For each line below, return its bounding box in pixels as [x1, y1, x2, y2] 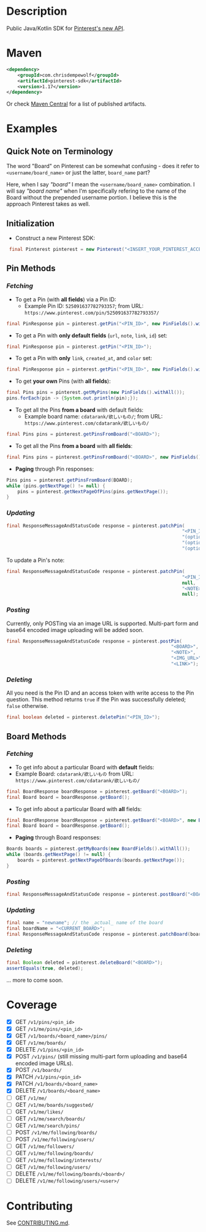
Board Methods [6, 731, 67, 742]
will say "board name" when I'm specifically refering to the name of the [6, 187, 187, 194]
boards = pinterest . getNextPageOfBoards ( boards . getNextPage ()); [17, 857, 185, 863]
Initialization [6, 218, 55, 228]
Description [6, 4, 67, 18]
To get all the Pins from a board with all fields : [15, 442, 133, 449]
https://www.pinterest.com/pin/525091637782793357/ [24, 310, 159, 316]
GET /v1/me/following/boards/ [15, 1149, 94, 1157]
